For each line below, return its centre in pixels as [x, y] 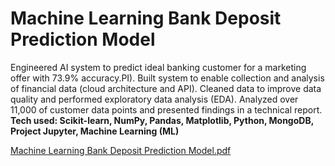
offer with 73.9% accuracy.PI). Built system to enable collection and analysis [167, 78]
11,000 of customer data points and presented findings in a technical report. [166, 109]
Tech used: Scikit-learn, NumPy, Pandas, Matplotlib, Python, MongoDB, [162, 120]
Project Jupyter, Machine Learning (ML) [95, 131]
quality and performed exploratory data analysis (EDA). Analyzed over [154, 99]
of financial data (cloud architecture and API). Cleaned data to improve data [166, 88]
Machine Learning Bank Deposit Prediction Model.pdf [121, 150]
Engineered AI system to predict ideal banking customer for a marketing [158, 67]
